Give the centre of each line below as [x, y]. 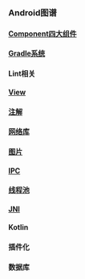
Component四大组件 [43, 33]
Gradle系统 [27, 53]
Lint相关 [22, 73]
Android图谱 [33, 12]
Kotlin [18, 227]
